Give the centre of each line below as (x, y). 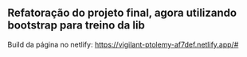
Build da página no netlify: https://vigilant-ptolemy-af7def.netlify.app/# (123, 44)
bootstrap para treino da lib (76, 26)
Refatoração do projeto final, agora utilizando (122, 13)
